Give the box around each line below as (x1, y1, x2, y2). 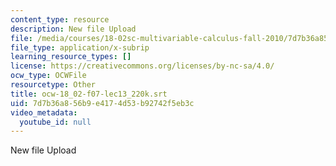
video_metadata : (10, 107, 78, 118)
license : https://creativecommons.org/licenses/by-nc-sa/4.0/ (10, 61, 275, 71)
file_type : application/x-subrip (10, 42, 150, 53)
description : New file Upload (10, 24, 137, 34)
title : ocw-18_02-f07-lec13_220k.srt (10, 89, 168, 99)
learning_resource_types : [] (10, 52, 132, 62)
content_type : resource (10, 14, 110, 25)
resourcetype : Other (10, 80, 97, 90)
